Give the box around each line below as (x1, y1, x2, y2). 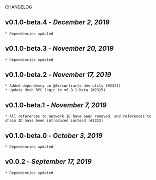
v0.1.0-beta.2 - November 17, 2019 (5, 71, 111, 79)
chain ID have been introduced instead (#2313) (5, 118, 104, 123)
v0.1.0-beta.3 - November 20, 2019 (5, 44, 114, 53)
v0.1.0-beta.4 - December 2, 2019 (5, 18, 110, 26)
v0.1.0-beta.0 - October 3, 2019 (5, 131, 103, 140)
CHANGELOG (5, 4, 33, 10)
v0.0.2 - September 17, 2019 (5, 158, 92, 166)
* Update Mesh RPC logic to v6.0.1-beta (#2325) (5, 88, 106, 93)
